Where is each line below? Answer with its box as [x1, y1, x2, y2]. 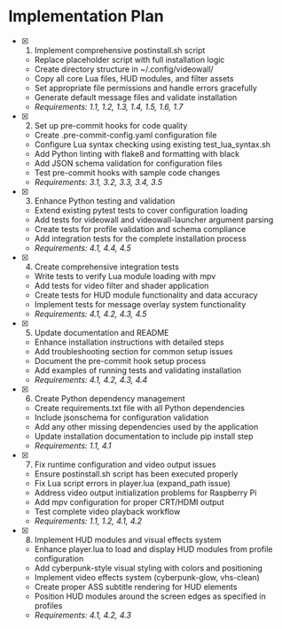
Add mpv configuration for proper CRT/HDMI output [34, 496, 224, 507]
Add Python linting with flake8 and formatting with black [34, 148, 240, 159]
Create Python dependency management [34, 392, 185, 404]
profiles [34, 600, 63, 610]
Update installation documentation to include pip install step [34, 431, 254, 441]
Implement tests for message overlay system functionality [34, 299, 247, 309]
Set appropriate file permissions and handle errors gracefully [34, 82, 258, 93]
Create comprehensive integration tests [34, 261, 179, 272]
